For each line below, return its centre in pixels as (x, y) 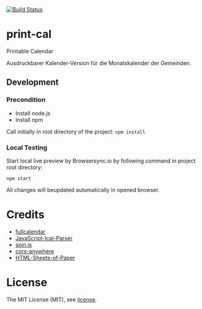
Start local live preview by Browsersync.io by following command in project (101, 161)
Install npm (29, 120)
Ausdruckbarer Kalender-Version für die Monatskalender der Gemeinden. (99, 63)
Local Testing (27, 147)
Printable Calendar (30, 51)
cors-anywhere (35, 251)
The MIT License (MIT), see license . (52, 299)
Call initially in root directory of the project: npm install (76, 131)
